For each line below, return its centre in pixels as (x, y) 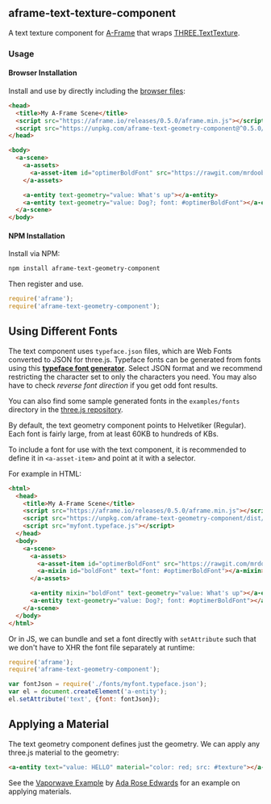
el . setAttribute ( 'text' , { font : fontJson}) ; (84, 699)
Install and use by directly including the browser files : (97, 91)
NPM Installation (37, 236)
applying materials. (40, 791)
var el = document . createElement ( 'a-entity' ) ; (88, 692)
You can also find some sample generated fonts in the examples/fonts (124, 401)
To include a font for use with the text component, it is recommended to (127, 449)
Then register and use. (46, 284)
